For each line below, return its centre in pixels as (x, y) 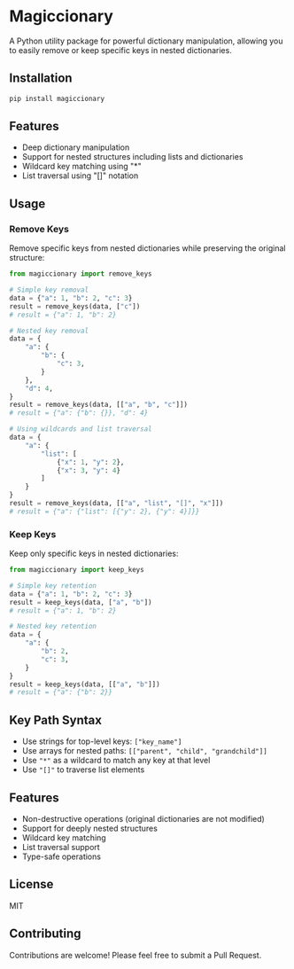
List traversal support (61, 847)
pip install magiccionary (57, 98)
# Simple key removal (49, 290)
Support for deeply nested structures (89, 828)
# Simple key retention (53, 586)
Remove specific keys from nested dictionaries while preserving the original (147, 248)
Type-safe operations (62, 856)
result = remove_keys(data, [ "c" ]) (75, 306)
